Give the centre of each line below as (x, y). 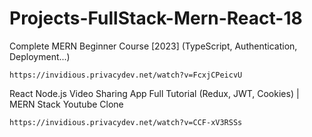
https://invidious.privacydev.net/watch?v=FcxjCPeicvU (126, 75)
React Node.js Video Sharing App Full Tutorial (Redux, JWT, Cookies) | (154, 93)
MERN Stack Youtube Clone (66, 104)
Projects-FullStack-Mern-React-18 (156, 18)
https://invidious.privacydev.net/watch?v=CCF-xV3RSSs (126, 122)
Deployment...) (40, 56)
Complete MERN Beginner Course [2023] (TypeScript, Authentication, (153, 46)
